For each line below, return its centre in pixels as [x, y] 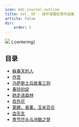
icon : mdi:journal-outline [32, 9]
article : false [20, 18]
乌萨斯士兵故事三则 [31, 83]
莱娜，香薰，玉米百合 [33, 107]
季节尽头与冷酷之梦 [31, 119]
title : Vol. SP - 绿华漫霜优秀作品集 [40, 14]
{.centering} [23, 42]
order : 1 [23, 28]
